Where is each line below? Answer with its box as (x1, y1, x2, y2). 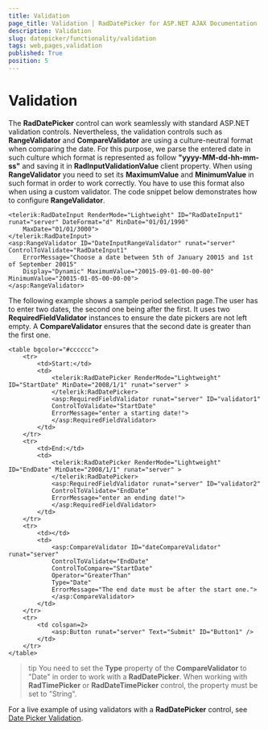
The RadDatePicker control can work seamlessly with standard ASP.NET (8, 118, 250, 127)
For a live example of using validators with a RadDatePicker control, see (8, 704, 248, 714)
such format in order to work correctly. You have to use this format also (8, 178, 245, 188)
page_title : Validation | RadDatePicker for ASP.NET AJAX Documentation (8, 19, 258, 27)
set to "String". (27, 689, 77, 699)
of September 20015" (8, 260, 78, 269)
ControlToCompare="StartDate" (51, 564, 153, 573)
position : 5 (8, 57, 48, 65)
